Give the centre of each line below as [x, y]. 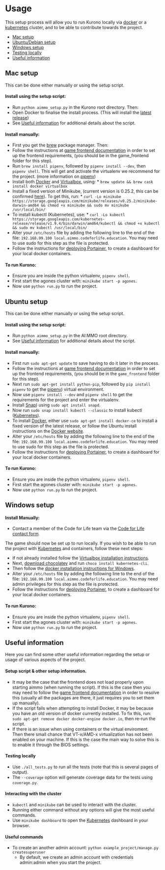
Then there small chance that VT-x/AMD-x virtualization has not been [82, 734]
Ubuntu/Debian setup [34, 42]
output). [20, 772]
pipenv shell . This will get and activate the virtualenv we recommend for [86, 171]
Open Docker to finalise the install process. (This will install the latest [82, 112]
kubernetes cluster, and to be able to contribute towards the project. [74, 27]
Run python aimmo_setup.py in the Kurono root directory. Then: [75, 107]
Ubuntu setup [27, 302]
